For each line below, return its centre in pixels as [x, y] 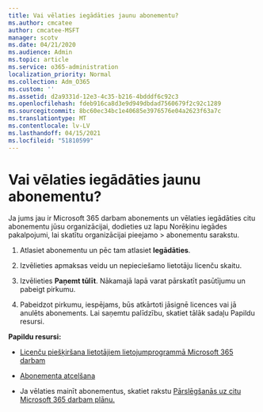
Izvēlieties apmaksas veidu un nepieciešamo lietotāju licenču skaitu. [131, 266]
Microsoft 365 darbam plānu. [67, 399]
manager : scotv [33, 38]
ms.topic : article [38, 60]
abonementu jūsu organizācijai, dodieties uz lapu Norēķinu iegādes [118, 227]
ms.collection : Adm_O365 [49, 81]
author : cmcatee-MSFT [44, 30]
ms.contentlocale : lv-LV [49, 126]
